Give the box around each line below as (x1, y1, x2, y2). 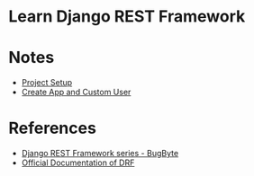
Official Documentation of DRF (21, 157, 135, 168)
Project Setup (21, 77, 73, 88)
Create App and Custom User (21, 87, 132, 98)
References (8, 119, 96, 138)
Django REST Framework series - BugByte (21, 148, 179, 159)
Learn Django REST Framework (8, 6, 246, 27)
